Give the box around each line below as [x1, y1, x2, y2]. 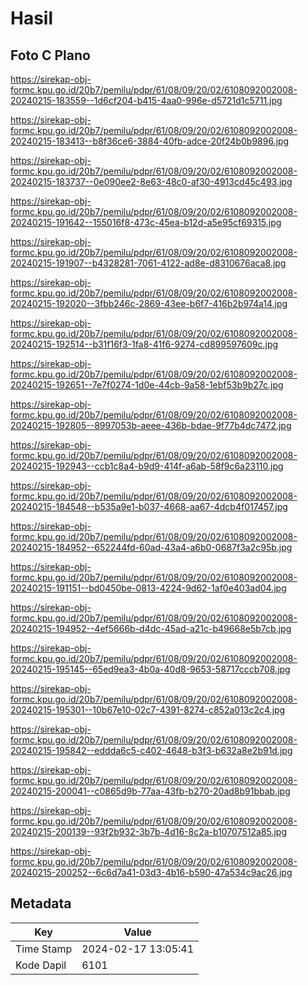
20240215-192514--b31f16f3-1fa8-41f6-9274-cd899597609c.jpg [10, 338, 279, 350]
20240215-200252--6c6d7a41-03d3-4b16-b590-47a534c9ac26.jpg [10, 867, 293, 878]
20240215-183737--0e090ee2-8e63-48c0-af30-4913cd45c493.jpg [10, 176, 293, 187]
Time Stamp [15, 942, 73, 956]
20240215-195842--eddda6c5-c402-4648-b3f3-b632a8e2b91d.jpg [10, 745, 293, 756]
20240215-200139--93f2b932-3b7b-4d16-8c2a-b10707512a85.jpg [10, 826, 288, 837]
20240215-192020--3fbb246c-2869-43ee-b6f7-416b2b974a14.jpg [10, 298, 288, 309]
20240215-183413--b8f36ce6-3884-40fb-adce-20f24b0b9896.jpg [10, 135, 290, 147]
